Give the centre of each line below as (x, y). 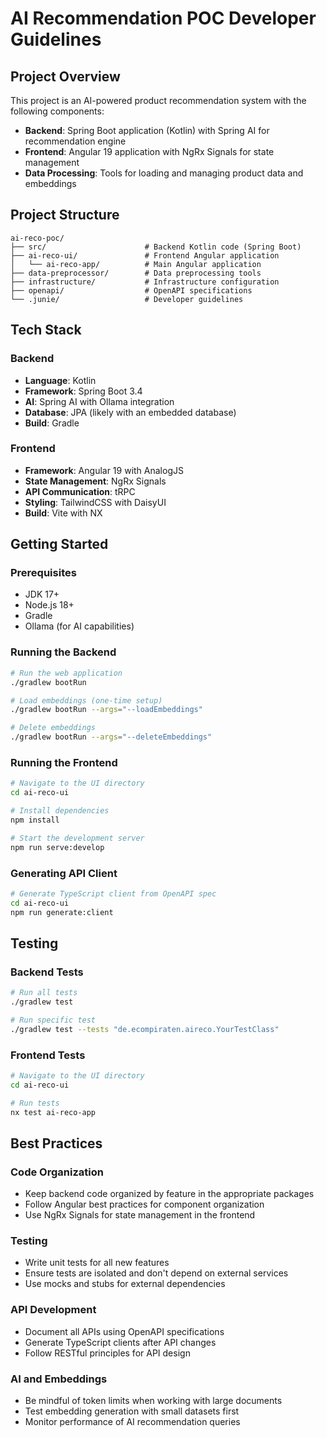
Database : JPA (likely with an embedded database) (130, 412)
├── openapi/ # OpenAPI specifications (131, 290)
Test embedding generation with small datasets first (132, 1411)
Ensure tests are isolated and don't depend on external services (156, 1273)
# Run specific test (53, 1020)
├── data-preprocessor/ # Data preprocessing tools (136, 273)
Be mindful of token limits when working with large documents (153, 1401)
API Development (53, 1310)
